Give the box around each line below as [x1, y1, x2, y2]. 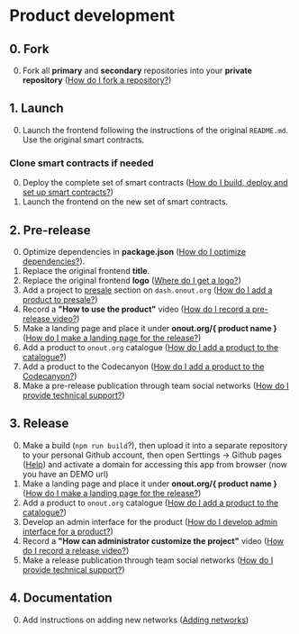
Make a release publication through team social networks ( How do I [22, 555, 274, 566]
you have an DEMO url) [22, 468, 109, 479]
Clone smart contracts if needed [9, 157, 154, 169]
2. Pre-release [9, 222, 91, 238]
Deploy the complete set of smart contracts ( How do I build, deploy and [22, 177, 288, 188]
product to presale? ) [22, 294, 98, 304]
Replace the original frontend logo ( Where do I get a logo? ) [22, 275, 241, 285]
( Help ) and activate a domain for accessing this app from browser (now [22, 458, 288, 469]
